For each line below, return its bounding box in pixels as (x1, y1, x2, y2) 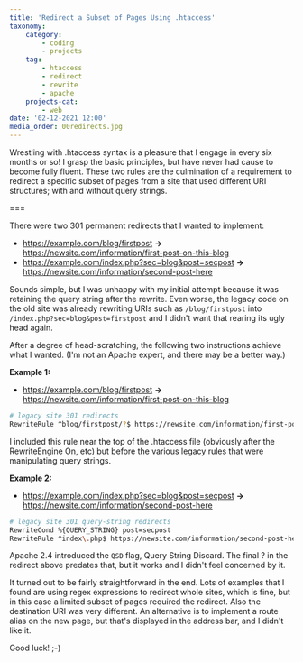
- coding (41, 38, 75, 48)
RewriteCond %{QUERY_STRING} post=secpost (9, 525, 171, 535)
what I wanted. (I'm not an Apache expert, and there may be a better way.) (9, 349, 286, 360)
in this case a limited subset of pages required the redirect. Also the (9, 596, 262, 607)
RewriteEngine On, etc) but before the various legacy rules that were (9, 446, 264, 456)
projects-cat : (25, 97, 78, 106)
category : (25, 30, 63, 39)
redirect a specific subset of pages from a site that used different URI (9, 176, 267, 186)
